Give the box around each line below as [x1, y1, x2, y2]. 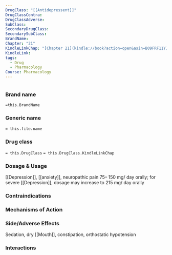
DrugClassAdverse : [5, 17, 45, 22]
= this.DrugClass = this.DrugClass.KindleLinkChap [5, 150, 115, 155]
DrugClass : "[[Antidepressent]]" [5, 7, 77, 13]
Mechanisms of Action [5, 206, 63, 213]
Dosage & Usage [5, 162, 48, 169]
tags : [5, 55, 17, 61]
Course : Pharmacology [5, 70, 52, 75]
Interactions [5, 244, 36, 251]
